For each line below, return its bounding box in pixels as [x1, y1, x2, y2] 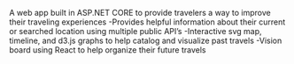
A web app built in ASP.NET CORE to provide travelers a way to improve [9, 8, 272, 18]
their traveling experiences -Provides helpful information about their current [9, 17, 286, 27]
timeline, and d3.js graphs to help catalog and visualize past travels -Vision [9, 35, 282, 46]
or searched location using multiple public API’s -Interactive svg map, [9, 26, 263, 36]
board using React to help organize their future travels [9, 45, 206, 55]
